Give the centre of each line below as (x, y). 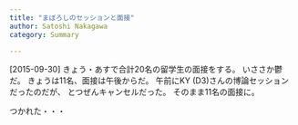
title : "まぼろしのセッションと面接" (72, 18)
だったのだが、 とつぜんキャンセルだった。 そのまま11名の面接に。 (134, 92)
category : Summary (44, 34)
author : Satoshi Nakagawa (58, 26)
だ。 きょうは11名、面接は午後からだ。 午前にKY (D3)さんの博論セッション (149, 81)
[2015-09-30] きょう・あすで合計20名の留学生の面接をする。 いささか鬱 (146, 70)
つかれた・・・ (37, 111)
